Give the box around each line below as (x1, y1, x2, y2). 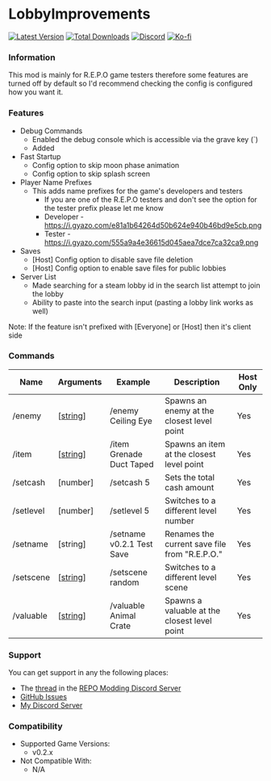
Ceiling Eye (110, 415, 153, 426)
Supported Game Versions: (19, 739, 110, 749)
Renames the (165, 528, 215, 540)
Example (116, 376, 151, 388)
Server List (19, 271, 56, 281)
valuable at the (165, 605, 221, 616)
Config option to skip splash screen (31, 169, 151, 178)
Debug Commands (19, 126, 83, 136)
